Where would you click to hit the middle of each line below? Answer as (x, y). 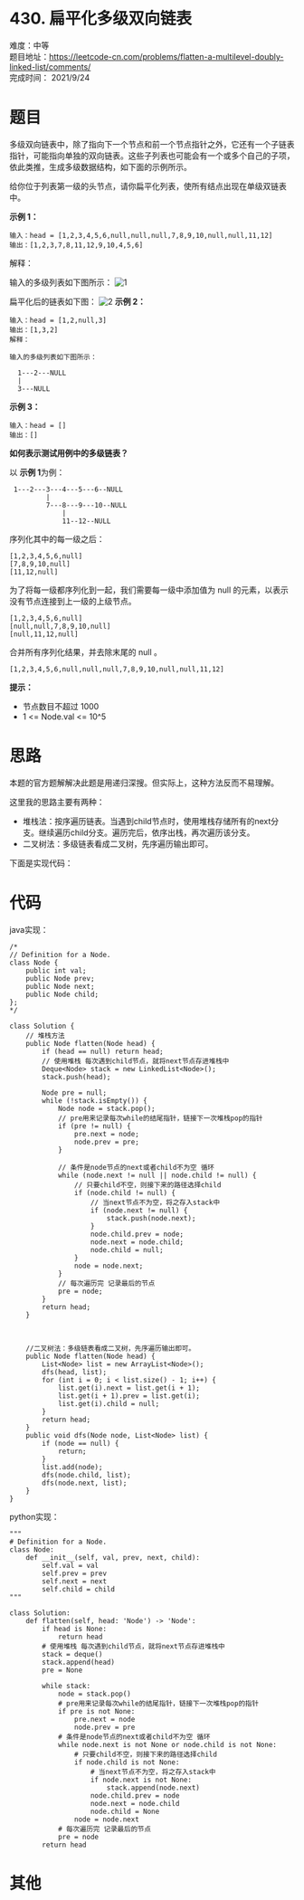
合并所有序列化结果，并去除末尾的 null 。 (86, 651)
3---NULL (34, 389)
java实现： (29, 929)
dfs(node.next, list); (85, 1483)
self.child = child (79, 1589)
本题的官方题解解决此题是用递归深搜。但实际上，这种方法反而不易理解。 (144, 783)
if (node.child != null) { (125, 1192)
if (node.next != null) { (139, 1210)
